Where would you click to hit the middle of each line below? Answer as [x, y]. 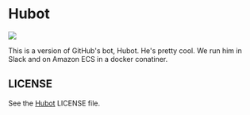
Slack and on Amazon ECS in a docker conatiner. [88, 59]
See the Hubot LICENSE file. [54, 103]
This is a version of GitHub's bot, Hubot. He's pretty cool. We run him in [125, 50]
